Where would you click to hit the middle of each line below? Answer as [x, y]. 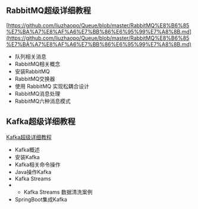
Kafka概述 [27, 150]
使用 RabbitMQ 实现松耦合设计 [52, 86]
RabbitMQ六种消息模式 [43, 101]
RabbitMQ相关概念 [37, 64]
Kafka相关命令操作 [37, 164]
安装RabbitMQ [32, 71]
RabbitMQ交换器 [35, 78]
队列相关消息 [30, 56]
